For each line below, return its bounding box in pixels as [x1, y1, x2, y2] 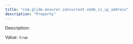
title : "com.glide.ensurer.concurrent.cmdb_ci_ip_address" [5, 7, 129, 12]
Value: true [5, 34, 28, 40]
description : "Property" [5, 12, 56, 16]
